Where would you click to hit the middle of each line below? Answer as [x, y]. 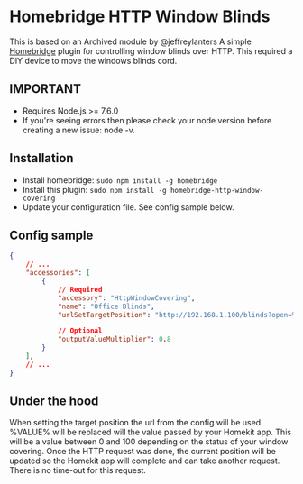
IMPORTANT [45, 89]
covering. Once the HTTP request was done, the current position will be [143, 452]
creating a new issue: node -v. [78, 130]
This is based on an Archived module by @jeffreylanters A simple [131, 41]
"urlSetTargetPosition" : [104, 315]
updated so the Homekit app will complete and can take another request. [145, 461]
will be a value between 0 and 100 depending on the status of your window [149, 442]
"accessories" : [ [58, 273]
